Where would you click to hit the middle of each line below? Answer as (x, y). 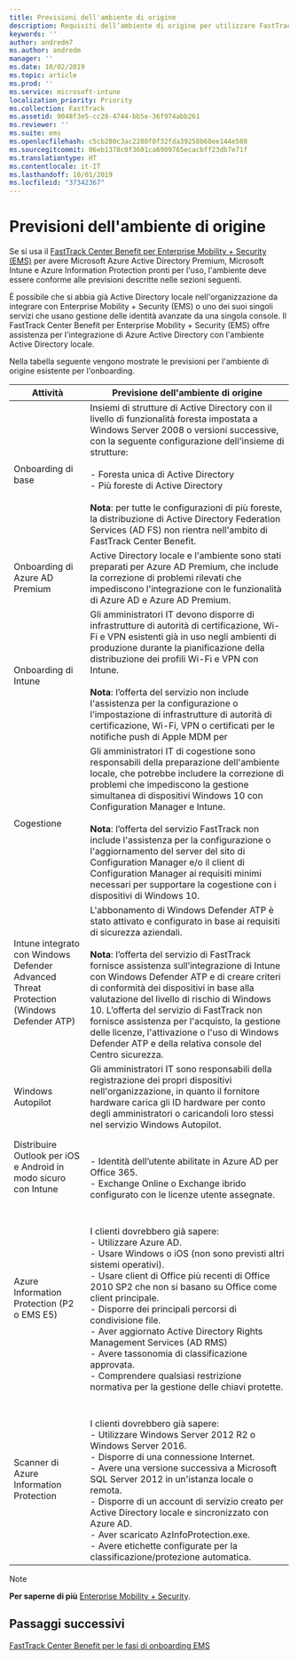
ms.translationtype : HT (53, 158)
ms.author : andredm (45, 51)
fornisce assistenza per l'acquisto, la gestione (185, 1022)
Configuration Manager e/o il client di (168, 862)
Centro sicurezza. (127, 1055)
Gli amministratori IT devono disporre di (172, 614)
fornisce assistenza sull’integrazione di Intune (185, 966)
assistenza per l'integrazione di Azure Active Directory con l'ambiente (137, 335)
